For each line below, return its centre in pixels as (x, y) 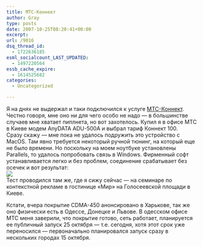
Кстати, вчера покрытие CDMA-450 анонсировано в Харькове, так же (98, 205)
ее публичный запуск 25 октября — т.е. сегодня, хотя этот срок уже (96, 225)
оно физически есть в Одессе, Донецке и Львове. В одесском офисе (97, 211)
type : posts (21, 23)
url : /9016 (20, 40)
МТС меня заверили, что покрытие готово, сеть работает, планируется (100, 218)
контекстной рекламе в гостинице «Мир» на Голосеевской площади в (98, 187)
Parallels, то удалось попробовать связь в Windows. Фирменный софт (98, 154)
